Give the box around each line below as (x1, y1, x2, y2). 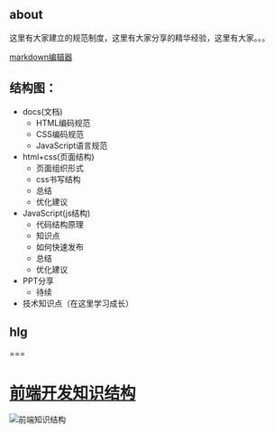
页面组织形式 (35, 162, 84, 173)
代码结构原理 (35, 218, 84, 229)
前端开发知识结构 (9, 382, 137, 403)
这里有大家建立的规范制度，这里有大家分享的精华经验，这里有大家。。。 (9, 32, 270, 43)
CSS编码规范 (35, 128, 84, 139)
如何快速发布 (35, 241, 84, 252)
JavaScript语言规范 (35, 140, 108, 151)
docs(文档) (22, 106, 63, 116)
